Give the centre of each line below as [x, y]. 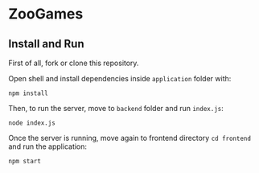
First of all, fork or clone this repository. [74, 63]
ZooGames [46, 14]
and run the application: [47, 146]
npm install [28, 93]
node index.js [32, 123]
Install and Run [46, 44]
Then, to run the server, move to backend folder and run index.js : [116, 108]
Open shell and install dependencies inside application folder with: [120, 78]
